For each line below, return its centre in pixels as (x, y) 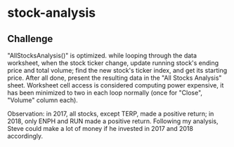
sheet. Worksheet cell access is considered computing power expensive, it (116, 85)
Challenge (30, 39)
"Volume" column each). (43, 100)
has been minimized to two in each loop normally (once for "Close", (105, 93)
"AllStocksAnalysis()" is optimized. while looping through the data (102, 55)
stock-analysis (52, 13)
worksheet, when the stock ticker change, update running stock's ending (113, 63)
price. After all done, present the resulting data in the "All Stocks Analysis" (115, 78)
